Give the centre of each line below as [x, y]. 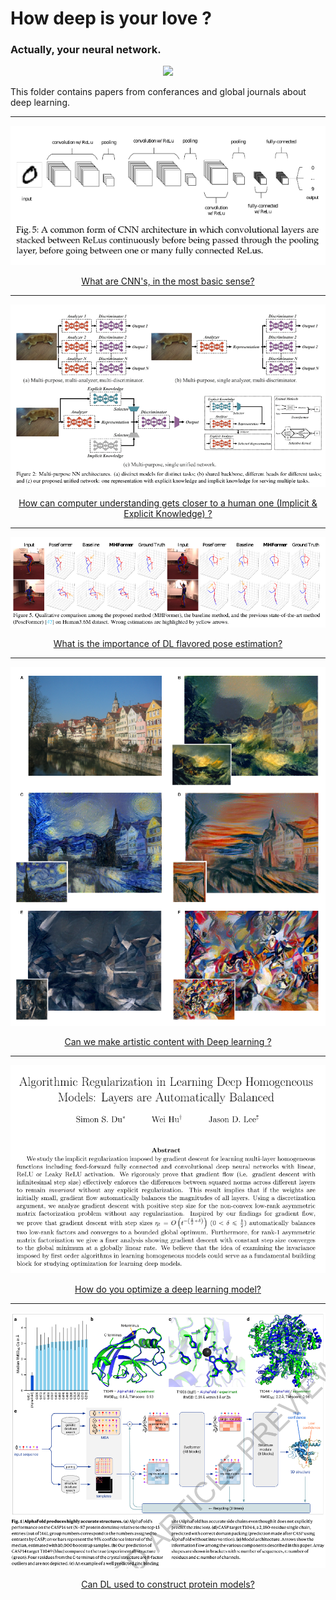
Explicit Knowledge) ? [168, 513]
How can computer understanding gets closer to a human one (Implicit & [168, 503]
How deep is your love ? [111, 18]
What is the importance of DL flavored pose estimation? [168, 644]
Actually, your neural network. [86, 50]
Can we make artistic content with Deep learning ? [168, 1042]
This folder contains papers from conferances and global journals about [158, 92]
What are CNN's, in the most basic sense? [168, 281]
